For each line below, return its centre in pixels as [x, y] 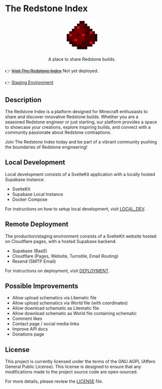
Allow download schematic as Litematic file [55, 308]
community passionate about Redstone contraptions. [58, 132]
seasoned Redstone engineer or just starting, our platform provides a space [81, 122]
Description [23, 100]
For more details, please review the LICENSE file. [54, 381]
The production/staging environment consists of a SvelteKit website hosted [81, 236]
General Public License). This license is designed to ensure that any [73, 367]
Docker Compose [30, 199]
